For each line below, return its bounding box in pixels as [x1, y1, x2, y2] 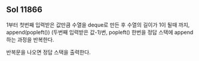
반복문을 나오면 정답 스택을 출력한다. [6, 49, 91, 56]
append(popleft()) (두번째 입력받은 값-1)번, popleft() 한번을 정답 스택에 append [6, 28, 194, 36]
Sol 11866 [6, 5, 43, 15]
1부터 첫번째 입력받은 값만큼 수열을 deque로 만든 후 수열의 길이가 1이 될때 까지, [6, 21, 190, 28]
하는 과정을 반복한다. [6, 36, 54, 43]
